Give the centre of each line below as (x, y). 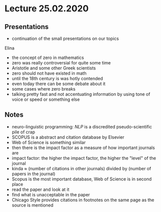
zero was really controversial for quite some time (61, 63)
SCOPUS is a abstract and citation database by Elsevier (68, 137)
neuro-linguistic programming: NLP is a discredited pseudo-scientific (82, 126)
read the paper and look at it (40, 189)
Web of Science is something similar (48, 142)
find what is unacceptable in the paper (51, 194)
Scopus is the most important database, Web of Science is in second (82, 179)
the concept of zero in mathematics (48, 58)
